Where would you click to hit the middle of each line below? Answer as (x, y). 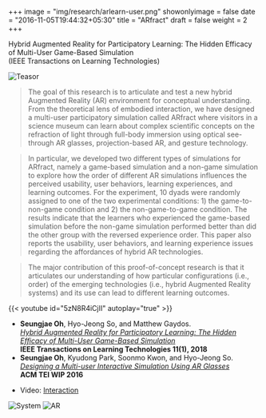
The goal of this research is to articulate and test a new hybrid (130, 92)
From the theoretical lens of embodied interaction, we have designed (141, 109)
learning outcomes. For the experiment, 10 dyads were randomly (134, 192)
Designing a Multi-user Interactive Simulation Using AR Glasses (125, 366)
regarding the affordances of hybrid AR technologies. (115, 252)
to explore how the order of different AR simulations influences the (137, 175)
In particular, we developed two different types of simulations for (134, 158)
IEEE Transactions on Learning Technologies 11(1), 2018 (113, 349)
